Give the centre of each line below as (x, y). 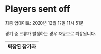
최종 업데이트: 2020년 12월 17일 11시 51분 (44, 23)
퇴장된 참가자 (22, 46)
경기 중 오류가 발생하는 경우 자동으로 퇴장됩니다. (51, 33)
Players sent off (38, 9)
